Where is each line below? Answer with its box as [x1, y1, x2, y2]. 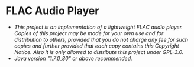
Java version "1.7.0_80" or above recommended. [14, 55, 132, 62]
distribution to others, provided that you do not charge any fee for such [14, 36, 189, 43]
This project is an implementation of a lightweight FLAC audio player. [14, 24, 183, 31]
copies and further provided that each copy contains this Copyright [14, 42, 180, 49]
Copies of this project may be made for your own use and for [14, 29, 164, 36]
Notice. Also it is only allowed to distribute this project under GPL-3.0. [14, 48, 184, 55]
